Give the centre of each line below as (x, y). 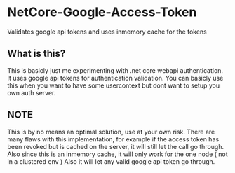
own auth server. (32, 92)
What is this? (36, 54)
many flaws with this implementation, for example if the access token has (113, 139)
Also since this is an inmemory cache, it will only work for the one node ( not (117, 154)
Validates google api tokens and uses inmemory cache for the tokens (107, 32)
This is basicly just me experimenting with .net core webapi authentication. (115, 70)
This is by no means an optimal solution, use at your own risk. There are (111, 132)
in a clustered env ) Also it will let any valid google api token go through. (111, 161)
